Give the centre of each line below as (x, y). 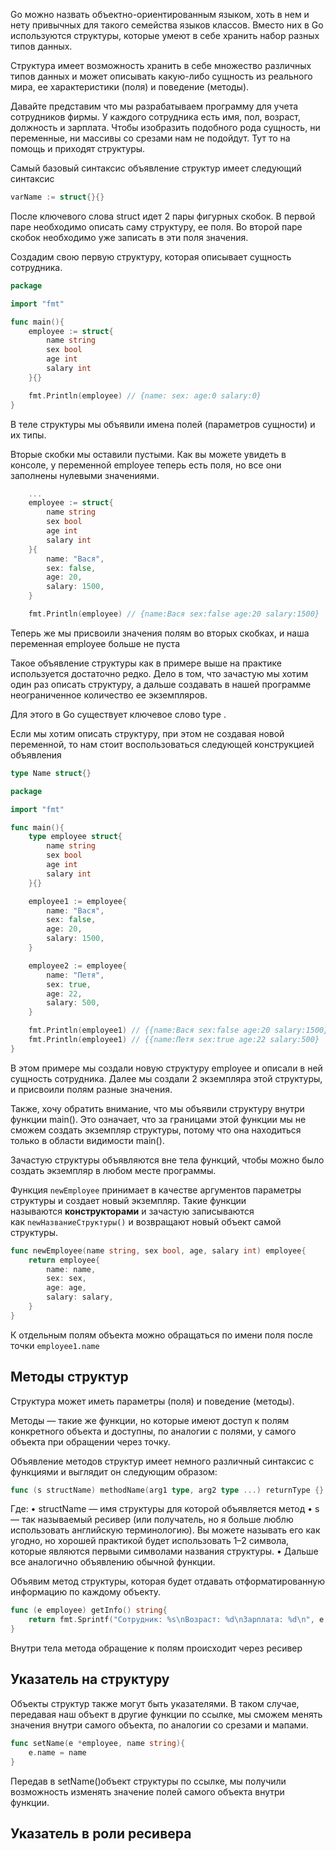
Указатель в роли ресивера (101, 1833)
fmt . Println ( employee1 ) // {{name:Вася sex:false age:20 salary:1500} (178, 1030)
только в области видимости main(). (87, 1140)
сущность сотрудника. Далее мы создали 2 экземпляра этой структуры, (166, 1078)
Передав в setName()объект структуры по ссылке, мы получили (148, 1781)
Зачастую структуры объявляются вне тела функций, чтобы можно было (167, 1160)
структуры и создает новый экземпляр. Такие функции (128, 1200)
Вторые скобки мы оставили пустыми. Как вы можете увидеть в (148, 454)
